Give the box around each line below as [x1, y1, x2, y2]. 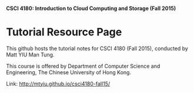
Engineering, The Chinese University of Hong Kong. [6, 68, 131, 76]
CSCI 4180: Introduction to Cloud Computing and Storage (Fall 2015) [6, 5, 176, 12]
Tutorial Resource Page [6, 25, 122, 38]
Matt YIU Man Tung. [6, 51, 55, 58]
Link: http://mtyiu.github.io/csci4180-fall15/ [6, 80, 111, 87]
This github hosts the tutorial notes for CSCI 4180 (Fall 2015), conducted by [6, 45, 188, 52]
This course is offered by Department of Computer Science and [6, 62, 160, 69]
